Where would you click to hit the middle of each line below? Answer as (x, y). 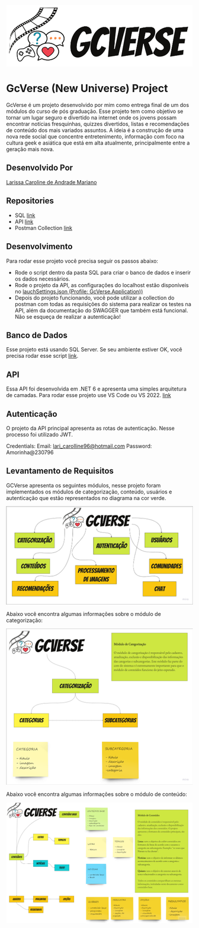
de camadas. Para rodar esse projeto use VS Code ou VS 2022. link (89, 395)
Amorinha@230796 (30, 452)
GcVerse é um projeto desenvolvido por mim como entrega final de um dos (98, 105)
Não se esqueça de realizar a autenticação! (68, 316)
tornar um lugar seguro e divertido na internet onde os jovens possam (92, 118)
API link (24, 221)
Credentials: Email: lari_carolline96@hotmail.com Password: (79, 446)
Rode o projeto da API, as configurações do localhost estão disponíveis (102, 285)
